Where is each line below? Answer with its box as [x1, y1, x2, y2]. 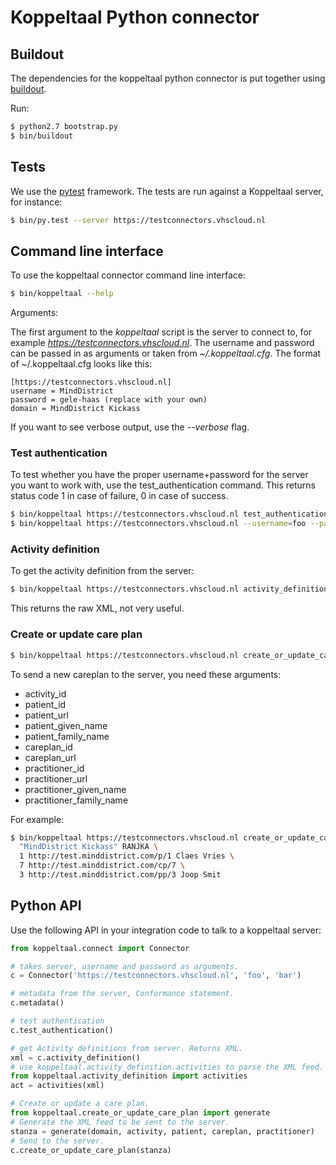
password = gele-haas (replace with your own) [10, 395, 208, 405]
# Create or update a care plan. [10, 1099, 150, 1109]
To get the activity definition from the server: [10, 565, 195, 577]
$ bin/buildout [10, 131, 74, 141]
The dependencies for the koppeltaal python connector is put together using [10, 72, 326, 84]
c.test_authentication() [10, 1025, 114, 1035]
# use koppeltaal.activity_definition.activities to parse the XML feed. [10, 1062, 325, 1072]
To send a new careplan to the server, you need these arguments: [10, 668, 282, 680]
